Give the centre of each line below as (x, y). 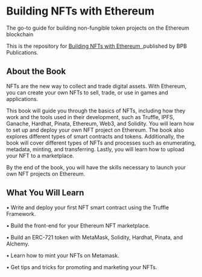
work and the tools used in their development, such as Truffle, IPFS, (90, 117)
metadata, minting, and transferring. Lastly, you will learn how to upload (95, 149)
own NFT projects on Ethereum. (46, 174)
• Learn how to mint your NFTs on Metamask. (63, 255)
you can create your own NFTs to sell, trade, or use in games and (87, 93)
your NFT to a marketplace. (40, 155)
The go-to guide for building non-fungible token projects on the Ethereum (98, 28)
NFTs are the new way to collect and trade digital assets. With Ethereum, (96, 86)
